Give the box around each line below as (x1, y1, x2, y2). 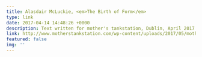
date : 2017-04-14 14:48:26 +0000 (6, 20, 90, 26)
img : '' (6, 42, 26, 48)
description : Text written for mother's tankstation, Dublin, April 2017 (6, 25, 195, 31)
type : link (6, 14, 34, 20)
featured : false (6, 36, 47, 42)
